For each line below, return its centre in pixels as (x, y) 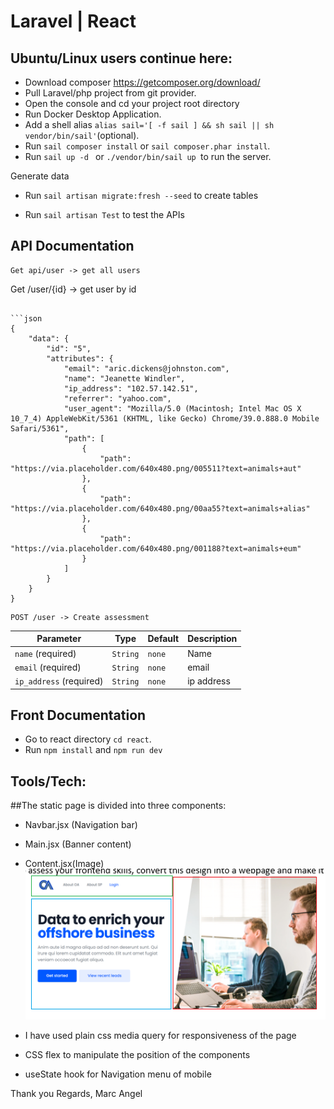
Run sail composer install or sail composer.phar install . (147, 146)
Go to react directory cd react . (88, 739)
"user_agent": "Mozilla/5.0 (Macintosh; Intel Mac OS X (182, 408)
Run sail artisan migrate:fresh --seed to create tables (141, 195)
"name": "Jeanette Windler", (124, 378)
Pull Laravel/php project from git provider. (110, 93)
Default (163, 639)
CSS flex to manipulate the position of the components (137, 1054)
